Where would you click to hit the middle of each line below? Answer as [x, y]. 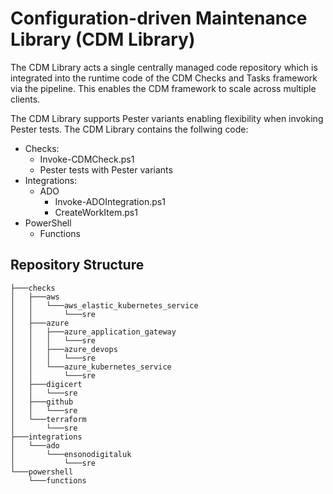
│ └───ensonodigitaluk [71, 454]
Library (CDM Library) [103, 39]
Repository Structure [77, 265]
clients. [25, 99]
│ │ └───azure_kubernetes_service [91, 367]
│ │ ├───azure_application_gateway [93, 332]
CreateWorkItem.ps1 [96, 212]
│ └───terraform [48, 419]
